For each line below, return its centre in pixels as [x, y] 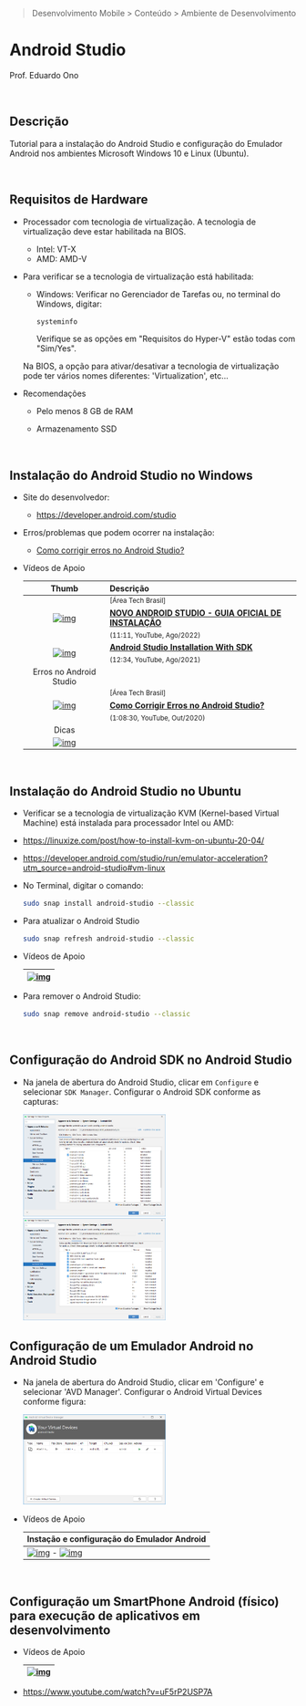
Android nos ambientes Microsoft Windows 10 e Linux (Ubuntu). [129, 153]
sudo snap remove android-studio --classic [107, 1014]
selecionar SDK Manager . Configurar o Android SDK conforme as [142, 1092]
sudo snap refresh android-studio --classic [108, 939]
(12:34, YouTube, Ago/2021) [155, 660]
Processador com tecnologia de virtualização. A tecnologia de [139, 222]
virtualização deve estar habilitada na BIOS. [104, 231]
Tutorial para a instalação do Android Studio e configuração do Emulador [146, 143]
